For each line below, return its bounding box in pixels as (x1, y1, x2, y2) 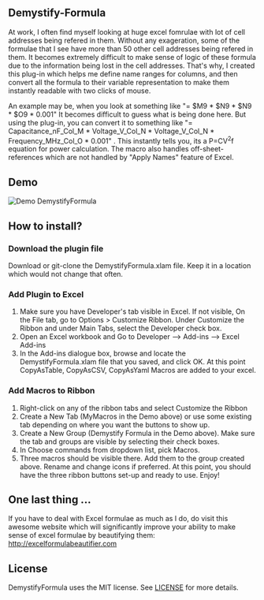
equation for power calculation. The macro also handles (8, 144, 189, 154)
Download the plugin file (8, 243, 104, 254)
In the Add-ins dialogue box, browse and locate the (19, 348, 187, 358)
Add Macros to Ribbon (8, 386, 95, 397)
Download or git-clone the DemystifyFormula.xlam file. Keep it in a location (8, 260, 251, 270)
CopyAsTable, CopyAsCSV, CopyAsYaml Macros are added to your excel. (19, 366, 256, 375)
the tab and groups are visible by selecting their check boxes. (19, 437, 220, 446)
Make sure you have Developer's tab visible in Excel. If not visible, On (19, 307, 246, 316)
